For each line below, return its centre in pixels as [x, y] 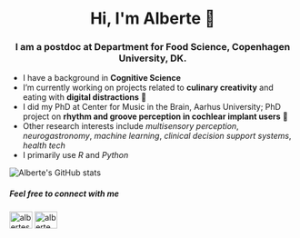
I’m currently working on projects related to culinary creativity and [148, 88]
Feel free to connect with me [65, 193]
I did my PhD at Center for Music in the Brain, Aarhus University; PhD [152, 107]
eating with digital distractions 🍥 [85, 97]
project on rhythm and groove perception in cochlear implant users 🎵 [155, 116]
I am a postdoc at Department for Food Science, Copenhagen [153, 47]
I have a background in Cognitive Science [102, 78]
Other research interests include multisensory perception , [130, 126]
